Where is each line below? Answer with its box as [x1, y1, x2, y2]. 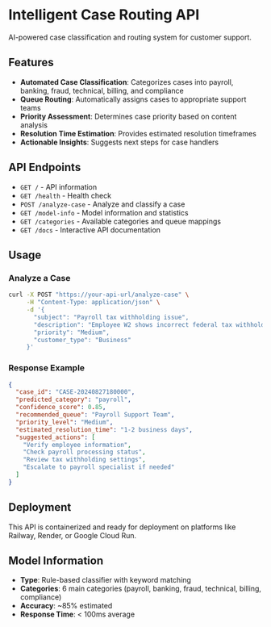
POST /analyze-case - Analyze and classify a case [19, 199, 186, 209]
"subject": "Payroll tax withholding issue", [33, 313, 190, 321]
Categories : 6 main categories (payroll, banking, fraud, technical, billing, [19, 583, 262, 594]
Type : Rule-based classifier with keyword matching [19, 575, 192, 585]
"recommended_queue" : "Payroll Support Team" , [15, 411, 175, 419]
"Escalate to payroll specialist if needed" [23, 463, 175, 471]
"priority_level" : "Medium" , [15, 418, 114, 426]
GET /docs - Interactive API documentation [19, 224, 161, 235]
